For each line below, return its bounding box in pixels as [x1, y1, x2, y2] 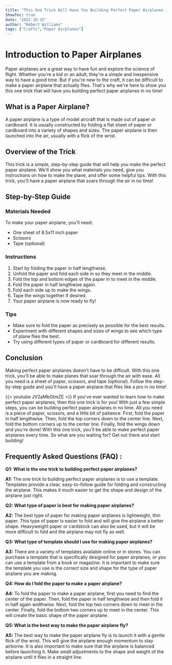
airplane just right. [5, 492, 44, 498]
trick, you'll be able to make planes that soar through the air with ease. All [5, 372, 160, 379]
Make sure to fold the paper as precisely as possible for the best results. [12, 322, 165, 328]
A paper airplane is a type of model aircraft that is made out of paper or [5, 116, 156, 122]
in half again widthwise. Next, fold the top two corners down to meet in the [5, 601, 163, 607]
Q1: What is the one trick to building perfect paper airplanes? [5, 466, 137, 472]
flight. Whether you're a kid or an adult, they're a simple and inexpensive [5, 71, 159, 78]
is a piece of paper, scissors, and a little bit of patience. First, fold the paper [5, 410, 165, 416]
